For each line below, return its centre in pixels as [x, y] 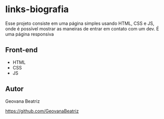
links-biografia [37, 9]
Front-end [22, 50]
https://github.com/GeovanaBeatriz [42, 111]
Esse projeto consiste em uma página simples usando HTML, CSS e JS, [80, 23]
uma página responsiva [30, 34]
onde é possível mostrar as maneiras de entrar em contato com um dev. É [82, 28]
